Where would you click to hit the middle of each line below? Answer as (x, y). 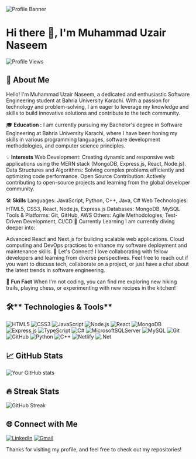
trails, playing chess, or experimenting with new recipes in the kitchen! (91, 287)
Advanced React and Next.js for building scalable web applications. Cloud (95, 239)
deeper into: (21, 227)
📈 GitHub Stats (35, 356)
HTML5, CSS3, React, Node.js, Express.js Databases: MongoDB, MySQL (93, 209)
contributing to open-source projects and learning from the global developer (98, 182)
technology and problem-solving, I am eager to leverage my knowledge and (97, 106)
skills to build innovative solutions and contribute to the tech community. (93, 113)
